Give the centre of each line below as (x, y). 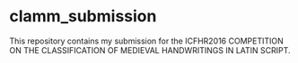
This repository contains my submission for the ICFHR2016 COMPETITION (147, 41)
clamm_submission (83, 16)
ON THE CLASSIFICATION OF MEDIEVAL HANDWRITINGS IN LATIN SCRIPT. (150, 50)
